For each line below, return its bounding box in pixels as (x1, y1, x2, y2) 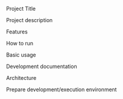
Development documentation (6, 63, 77, 70)
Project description (6, 17, 53, 23)
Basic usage (6, 51, 37, 58)
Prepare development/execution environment (6, 86, 117, 93)
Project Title (6, 5, 36, 12)
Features (6, 28, 28, 35)
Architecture (6, 75, 37, 81)
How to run (6, 40, 34, 47)
